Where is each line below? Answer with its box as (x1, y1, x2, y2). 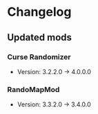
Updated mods (7, 32, 72, 43)
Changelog (7, 4, 72, 20)
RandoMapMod (7, 84, 60, 94)
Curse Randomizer (7, 52, 71, 62)
